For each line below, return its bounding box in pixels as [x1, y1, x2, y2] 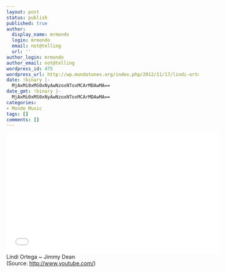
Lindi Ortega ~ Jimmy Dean [6, 253, 75, 261]
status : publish [6, 15, 48, 21]
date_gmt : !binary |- [6, 88, 62, 94]
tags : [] [6, 111, 29, 117]
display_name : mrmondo [12, 32, 70, 38]
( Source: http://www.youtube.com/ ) [6, 260, 96, 267]
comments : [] [6, 116, 40, 122]
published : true [6, 20, 48, 26]
